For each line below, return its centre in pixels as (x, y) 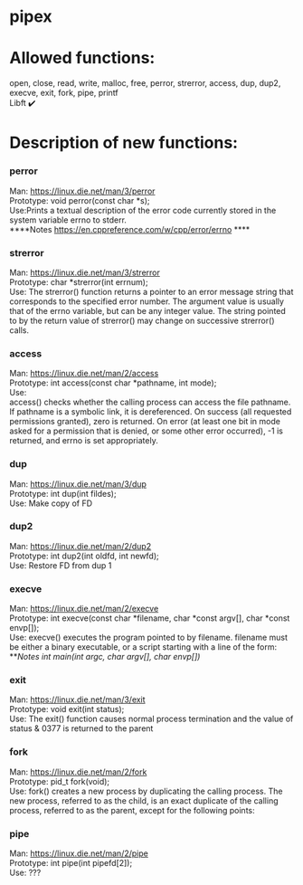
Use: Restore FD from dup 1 (61, 565)
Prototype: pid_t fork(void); (60, 781)
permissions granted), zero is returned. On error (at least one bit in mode (145, 422)
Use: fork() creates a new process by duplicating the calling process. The (146, 791)
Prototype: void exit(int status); (67, 709)
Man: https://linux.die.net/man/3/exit (78, 699)
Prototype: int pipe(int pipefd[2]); (71, 862)
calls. (19, 330)
